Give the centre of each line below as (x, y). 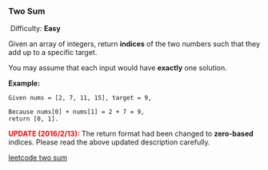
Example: (24, 83)
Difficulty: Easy (36, 29)
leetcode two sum (38, 158)
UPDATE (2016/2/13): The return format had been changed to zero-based (131, 134)
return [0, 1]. (34, 119)
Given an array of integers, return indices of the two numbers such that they (134, 44)
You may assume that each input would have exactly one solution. (118, 68)
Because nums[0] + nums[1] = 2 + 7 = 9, (77, 112)
